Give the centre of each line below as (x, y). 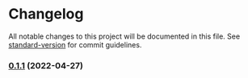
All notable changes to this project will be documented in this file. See (124, 36)
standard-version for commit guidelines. (75, 44)
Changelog (46, 14)
